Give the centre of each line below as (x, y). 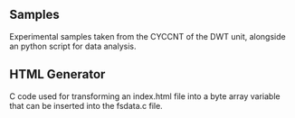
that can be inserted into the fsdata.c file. (86, 105)
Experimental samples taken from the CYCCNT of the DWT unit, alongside (148, 36)
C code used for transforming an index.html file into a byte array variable (145, 96)
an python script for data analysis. (73, 46)
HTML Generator (57, 74)
